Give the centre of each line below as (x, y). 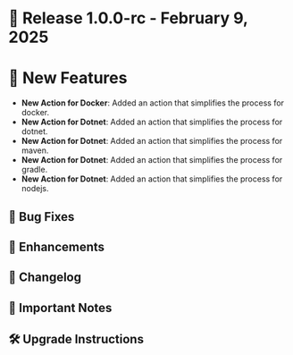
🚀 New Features (68, 78)
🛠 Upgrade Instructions (76, 339)
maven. (35, 150)
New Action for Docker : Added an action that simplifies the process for (153, 103)
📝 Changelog (45, 278)
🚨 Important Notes (60, 308)
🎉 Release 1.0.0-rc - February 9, (128, 18)
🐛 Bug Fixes (42, 217)
